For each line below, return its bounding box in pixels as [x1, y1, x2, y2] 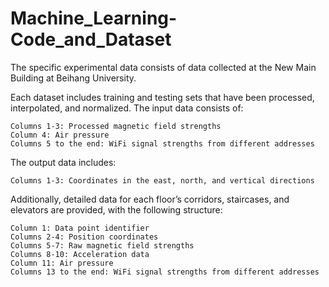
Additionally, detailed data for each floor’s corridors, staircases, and [10, 193, 290, 205]
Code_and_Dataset [10, 28, 172, 51]
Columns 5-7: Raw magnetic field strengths [10, 240, 195, 251]
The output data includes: [10, 156, 117, 168]
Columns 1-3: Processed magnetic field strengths [10, 121, 222, 131]
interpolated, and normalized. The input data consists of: [10, 102, 244, 114]
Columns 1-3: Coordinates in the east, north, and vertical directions [10, 175, 315, 186]
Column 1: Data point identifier [10, 223, 150, 233]
